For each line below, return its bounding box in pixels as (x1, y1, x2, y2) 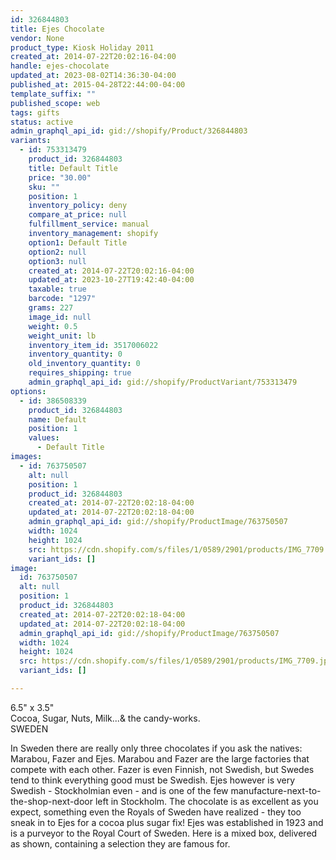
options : (10, 386, 47, 396)
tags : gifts (10, 107, 60, 118)
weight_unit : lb (28, 331, 97, 341)
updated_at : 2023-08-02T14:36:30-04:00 (10, 71, 177, 81)
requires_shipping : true (28, 368, 132, 378)
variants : (10, 136, 52, 146)
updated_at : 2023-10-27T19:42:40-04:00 (28, 275, 195, 285)
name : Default (28, 414, 87, 425)
